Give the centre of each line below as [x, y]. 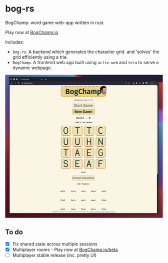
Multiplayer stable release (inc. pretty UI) [54, 255]
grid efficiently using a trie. [40, 57]
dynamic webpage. [32, 68]
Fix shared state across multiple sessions [55, 244]
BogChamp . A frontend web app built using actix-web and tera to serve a [85, 62]
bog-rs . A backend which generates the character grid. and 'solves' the [86, 52]
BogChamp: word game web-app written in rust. [55, 23]
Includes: [14, 42]
